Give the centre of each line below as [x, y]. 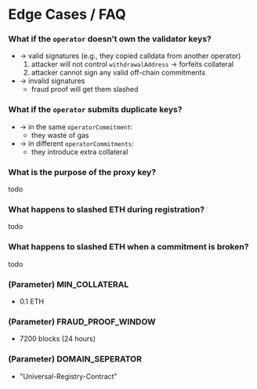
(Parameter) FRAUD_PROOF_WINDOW [82, 322]
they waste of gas [60, 135]
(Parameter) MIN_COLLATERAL [69, 284]
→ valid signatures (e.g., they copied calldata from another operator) [130, 56]
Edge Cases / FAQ [67, 15]
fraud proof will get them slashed [85, 89]
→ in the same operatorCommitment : [76, 126]
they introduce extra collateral [80, 151]
